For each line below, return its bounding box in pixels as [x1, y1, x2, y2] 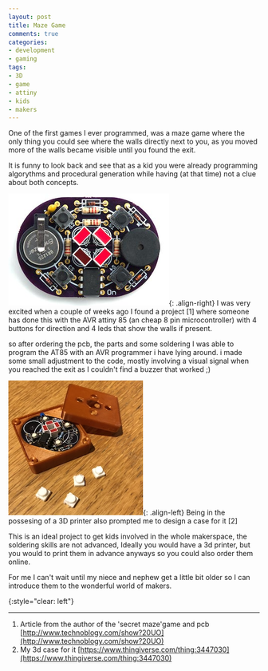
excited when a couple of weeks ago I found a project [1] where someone [8, 307, 250, 317]
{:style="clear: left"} [8, 597, 74, 606]
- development [8, 46, 56, 55]
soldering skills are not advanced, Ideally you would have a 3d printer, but [8, 540, 251, 550]
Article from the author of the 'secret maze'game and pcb [19, 619, 210, 630]
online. [8, 557, 30, 566]
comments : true [8, 30, 59, 37]
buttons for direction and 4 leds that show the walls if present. [8, 324, 213, 334]
